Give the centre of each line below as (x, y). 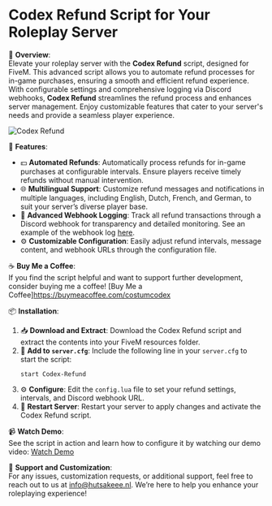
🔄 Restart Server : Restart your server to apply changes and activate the (140, 406)
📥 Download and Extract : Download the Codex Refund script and (131, 330)
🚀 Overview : (30, 54)
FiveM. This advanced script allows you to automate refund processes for (132, 71)
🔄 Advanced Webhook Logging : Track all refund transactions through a (140, 215)
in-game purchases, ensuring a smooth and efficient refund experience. (129, 80)
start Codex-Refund (53, 374)
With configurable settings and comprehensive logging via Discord (120, 89)
